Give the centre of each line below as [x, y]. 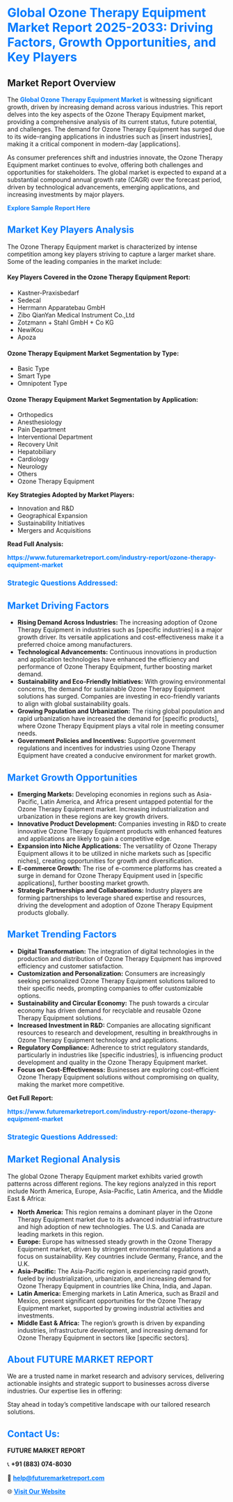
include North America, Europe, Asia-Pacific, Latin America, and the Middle [115, 1191]
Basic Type [33, 369]
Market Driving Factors [58, 605]
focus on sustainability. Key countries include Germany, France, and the [120, 1256]
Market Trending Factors [62, 934]
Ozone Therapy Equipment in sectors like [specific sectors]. [103, 1338]
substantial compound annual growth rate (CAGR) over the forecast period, [115, 180]
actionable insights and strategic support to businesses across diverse [109, 1384]
